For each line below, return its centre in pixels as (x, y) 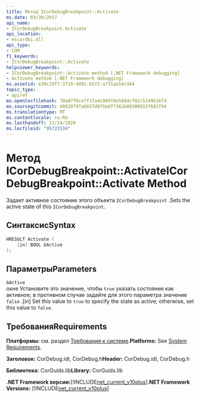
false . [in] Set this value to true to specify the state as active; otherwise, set (100, 301)
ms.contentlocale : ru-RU (37, 117)
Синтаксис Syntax (41, 225)
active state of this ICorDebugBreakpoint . (56, 206)
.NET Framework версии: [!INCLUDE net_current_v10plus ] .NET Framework (98, 382)
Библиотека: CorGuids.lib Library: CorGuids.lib (64, 370)
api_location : (24, 34)
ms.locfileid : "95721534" (38, 129)
